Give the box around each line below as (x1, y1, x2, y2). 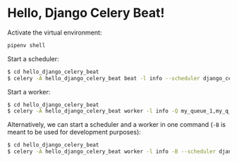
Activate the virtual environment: (7, 28, 102, 37)
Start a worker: (7, 87, 51, 96)
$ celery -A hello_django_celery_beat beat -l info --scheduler (7, 75, 200, 82)
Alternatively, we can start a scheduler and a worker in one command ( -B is (7, 120, 226, 129)
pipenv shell (7, 42, 46, 49)
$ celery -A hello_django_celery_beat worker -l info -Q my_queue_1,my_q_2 (7, 108, 235, 115)
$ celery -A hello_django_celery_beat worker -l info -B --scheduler (7, 148, 217, 156)
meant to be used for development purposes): (7, 128, 141, 137)
